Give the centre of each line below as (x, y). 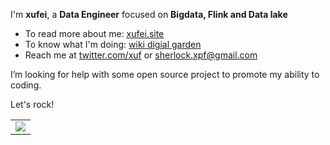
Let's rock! (32, 104)
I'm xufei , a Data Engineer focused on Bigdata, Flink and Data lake (149, 14)
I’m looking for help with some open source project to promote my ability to (165, 74)
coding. (26, 85)
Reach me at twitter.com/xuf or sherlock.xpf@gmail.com (141, 55)
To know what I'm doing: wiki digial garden (113, 44)
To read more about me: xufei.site (94, 33)
